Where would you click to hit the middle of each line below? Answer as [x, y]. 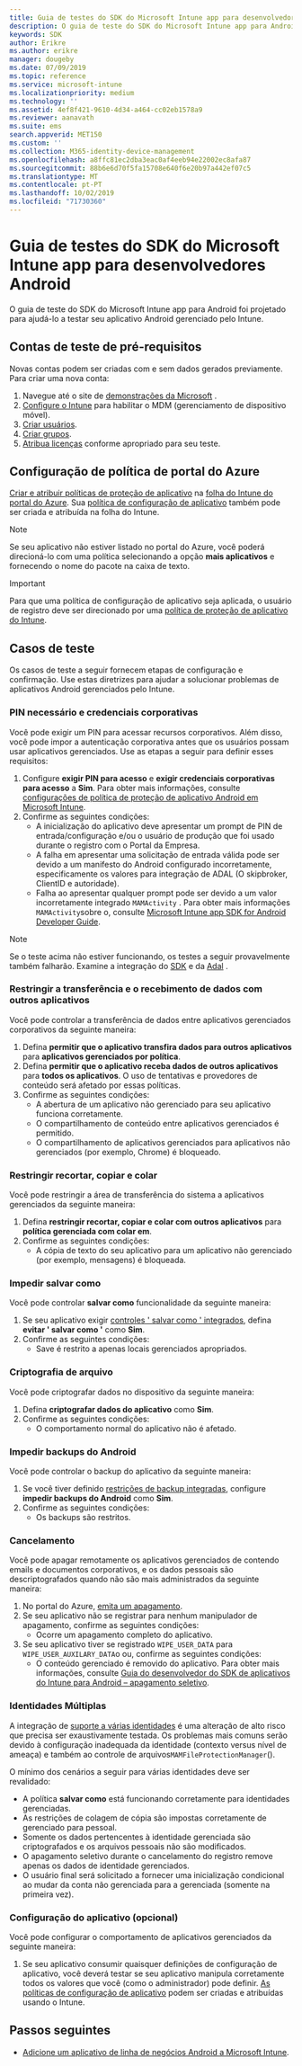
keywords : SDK [36, 34]
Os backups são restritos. [83, 1518]
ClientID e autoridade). [77, 883]
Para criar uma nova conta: [59, 378]
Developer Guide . [68, 922]
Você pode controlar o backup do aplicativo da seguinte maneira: [130, 1472]
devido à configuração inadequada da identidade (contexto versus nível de [148, 1744]
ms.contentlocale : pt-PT [56, 185]
